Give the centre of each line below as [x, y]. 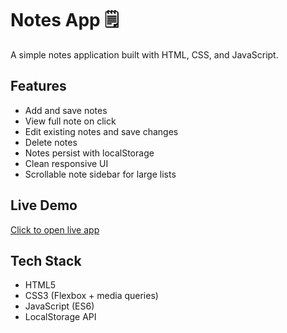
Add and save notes [66, 110]
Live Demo [44, 205]
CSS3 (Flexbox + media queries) [91, 296]
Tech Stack [46, 260]
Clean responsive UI [66, 163]
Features [38, 86]
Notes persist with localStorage [89, 153]
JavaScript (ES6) [59, 306]
